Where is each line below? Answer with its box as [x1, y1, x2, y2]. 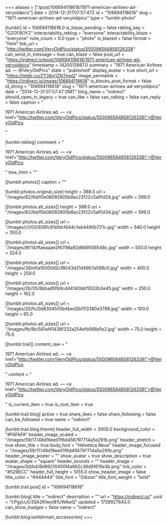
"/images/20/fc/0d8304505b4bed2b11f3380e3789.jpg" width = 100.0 [5, 306, 149, 312]
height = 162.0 [5, 291, 35, 297]
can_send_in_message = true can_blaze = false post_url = [5, 51, 124, 57]
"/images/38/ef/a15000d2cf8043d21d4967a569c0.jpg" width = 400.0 [5, 265, 149, 271]
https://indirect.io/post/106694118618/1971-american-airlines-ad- [7, 57, 141, 62]
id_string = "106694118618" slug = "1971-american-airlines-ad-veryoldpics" [5, 83, 160, 89]
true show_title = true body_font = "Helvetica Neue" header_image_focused [5, 442, 161, 448]
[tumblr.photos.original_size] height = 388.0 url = [5, 189, 106, 195]
